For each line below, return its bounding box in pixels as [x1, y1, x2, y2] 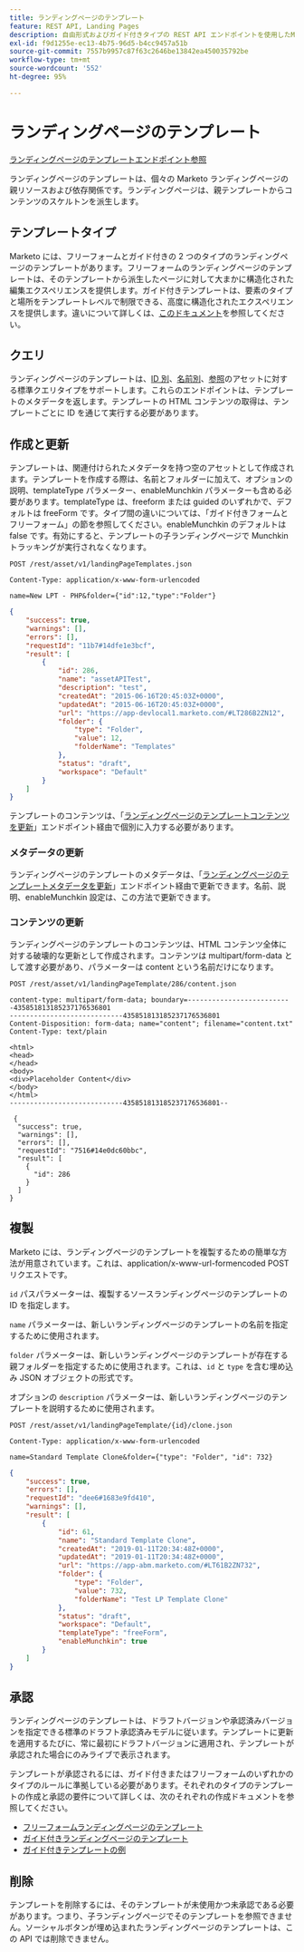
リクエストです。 [9, 1268, 72, 1279]
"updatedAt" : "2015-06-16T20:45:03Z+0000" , [57, 700, 224, 709]
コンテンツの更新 [9, 917, 84, 929]
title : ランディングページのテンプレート [9, 13, 145, 23]
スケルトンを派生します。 [48, 196, 144, 207]
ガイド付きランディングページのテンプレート [22, 1833, 189, 1844]
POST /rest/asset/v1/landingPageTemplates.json [9, 559, 193, 569]
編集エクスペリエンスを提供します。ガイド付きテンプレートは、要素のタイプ [9, 285, 293, 296]
